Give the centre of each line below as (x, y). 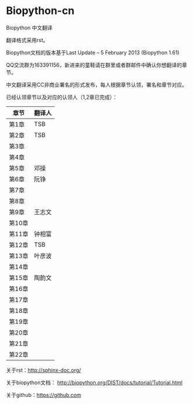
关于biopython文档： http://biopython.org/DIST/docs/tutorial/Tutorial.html (94, 382)
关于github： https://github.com (44, 395)
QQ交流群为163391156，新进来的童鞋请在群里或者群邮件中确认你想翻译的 (94, 65)
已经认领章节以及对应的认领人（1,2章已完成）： (62, 97)
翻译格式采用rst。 (27, 40)
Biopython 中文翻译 (29, 27)
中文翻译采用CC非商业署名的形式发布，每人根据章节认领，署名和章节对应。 (97, 84)
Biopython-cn (40, 11)
